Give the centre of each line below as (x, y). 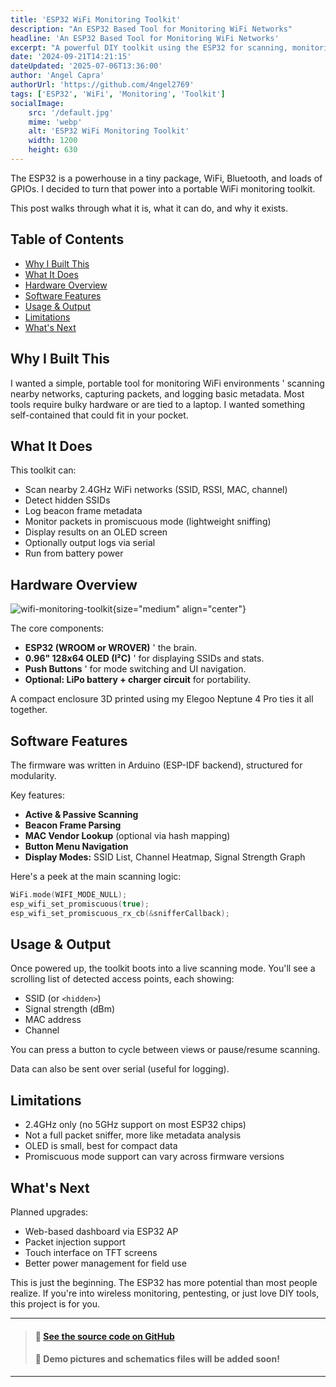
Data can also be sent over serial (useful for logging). (120, 1069)
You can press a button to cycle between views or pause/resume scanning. (165, 1050)
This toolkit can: (43, 470)
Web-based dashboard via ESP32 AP (101, 1231)
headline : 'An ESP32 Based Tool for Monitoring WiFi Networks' (145, 38)
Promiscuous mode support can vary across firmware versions (154, 1157)
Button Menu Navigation (76, 846)
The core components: (57, 628)
